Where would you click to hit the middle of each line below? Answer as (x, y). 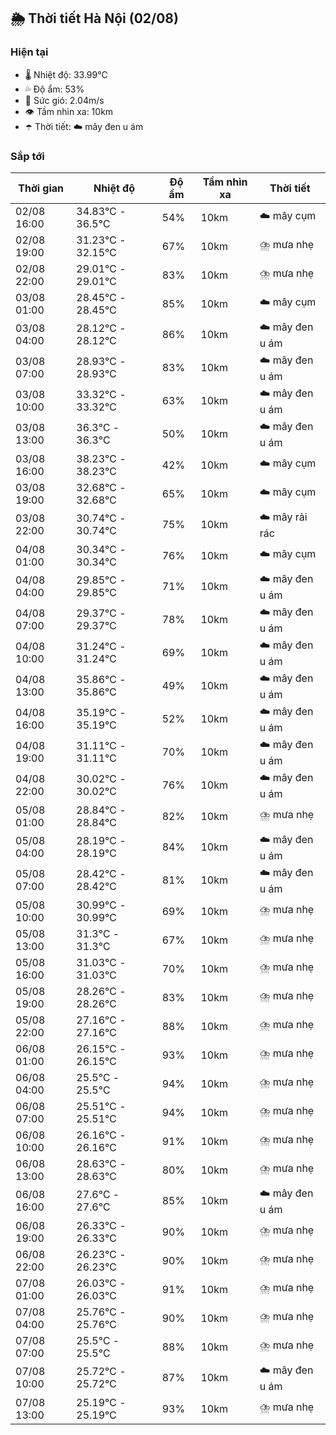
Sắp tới (27, 156)
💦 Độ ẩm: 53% (54, 89)
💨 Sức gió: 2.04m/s (64, 100)
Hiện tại (29, 52)
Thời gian (41, 188)
